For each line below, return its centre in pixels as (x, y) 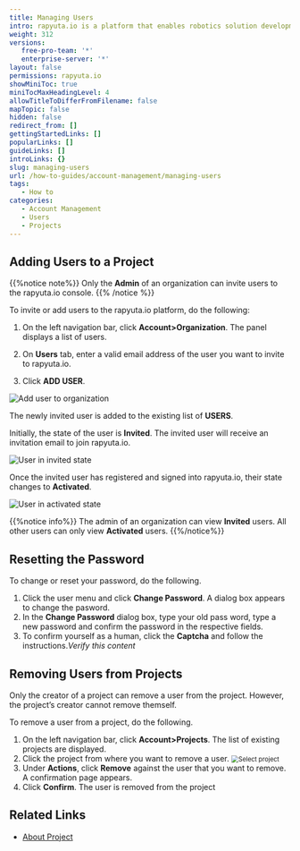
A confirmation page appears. (77, 777)
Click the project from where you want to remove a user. (125, 758)
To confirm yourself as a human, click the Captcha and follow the (142, 636)
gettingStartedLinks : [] (55, 134)
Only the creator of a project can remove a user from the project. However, (146, 695)
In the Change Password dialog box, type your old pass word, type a (149, 617)
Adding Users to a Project (82, 262)
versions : (28, 43)
